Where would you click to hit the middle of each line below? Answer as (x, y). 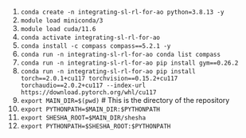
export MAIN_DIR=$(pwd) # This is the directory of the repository (125, 100)
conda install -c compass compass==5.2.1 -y (96, 46)
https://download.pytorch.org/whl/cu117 (88, 93)
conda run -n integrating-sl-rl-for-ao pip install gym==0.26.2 (129, 63)
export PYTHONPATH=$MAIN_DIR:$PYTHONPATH (90, 109)
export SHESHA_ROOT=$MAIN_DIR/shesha (83, 118)
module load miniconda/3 (62, 21)
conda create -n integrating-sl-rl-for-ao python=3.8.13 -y (122, 12)
